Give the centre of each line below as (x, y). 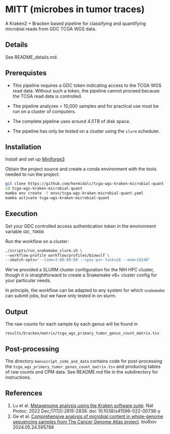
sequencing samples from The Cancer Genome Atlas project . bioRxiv (84, 422)
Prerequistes (26, 73)
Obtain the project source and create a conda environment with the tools (81, 169)
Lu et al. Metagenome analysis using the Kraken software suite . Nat (83, 406)
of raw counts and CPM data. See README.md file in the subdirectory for (82, 371)
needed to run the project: (32, 174)
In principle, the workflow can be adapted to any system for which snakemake (85, 290)
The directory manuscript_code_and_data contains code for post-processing (84, 361)
